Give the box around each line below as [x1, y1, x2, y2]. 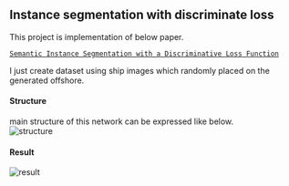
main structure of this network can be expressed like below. [9, 116, 234, 127]
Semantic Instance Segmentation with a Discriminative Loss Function [9, 49, 280, 58]
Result [9, 146, 35, 158]
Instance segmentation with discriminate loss [9, 7, 275, 23]
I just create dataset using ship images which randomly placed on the [9, 65, 271, 76]
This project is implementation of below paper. [9, 31, 184, 42]
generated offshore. [9, 75, 85, 86]
